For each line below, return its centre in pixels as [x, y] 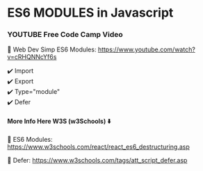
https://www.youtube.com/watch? [147, 49]
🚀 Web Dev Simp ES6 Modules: [52, 49]
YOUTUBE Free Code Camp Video [65, 35]
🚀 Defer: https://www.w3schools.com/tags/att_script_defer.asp [97, 160]
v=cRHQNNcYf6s [32, 57]
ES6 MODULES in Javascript [90, 13]
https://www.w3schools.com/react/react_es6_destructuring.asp [98, 147]
